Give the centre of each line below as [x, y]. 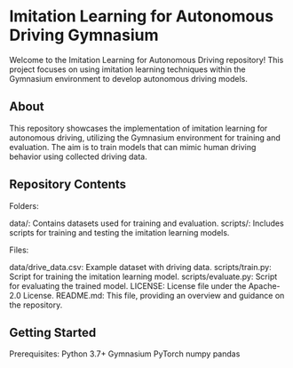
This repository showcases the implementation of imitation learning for [139, 128]
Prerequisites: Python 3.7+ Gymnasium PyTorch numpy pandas [125, 354]
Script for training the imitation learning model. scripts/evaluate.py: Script [143, 276]
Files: [19, 250]
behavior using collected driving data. [79, 156]
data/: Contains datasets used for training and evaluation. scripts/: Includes [146, 223]
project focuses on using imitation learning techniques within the [127, 69]
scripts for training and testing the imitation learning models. [119, 232]
